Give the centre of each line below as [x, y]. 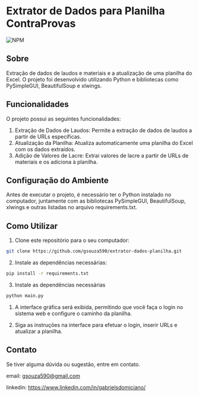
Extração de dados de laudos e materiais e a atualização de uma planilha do [99, 73]
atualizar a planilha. [38, 331]
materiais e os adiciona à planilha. [56, 162]
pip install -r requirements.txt [48, 274]
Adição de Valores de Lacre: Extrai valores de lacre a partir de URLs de [102, 155]
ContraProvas [41, 23]
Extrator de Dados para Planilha [86, 11]
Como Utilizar [32, 226]
